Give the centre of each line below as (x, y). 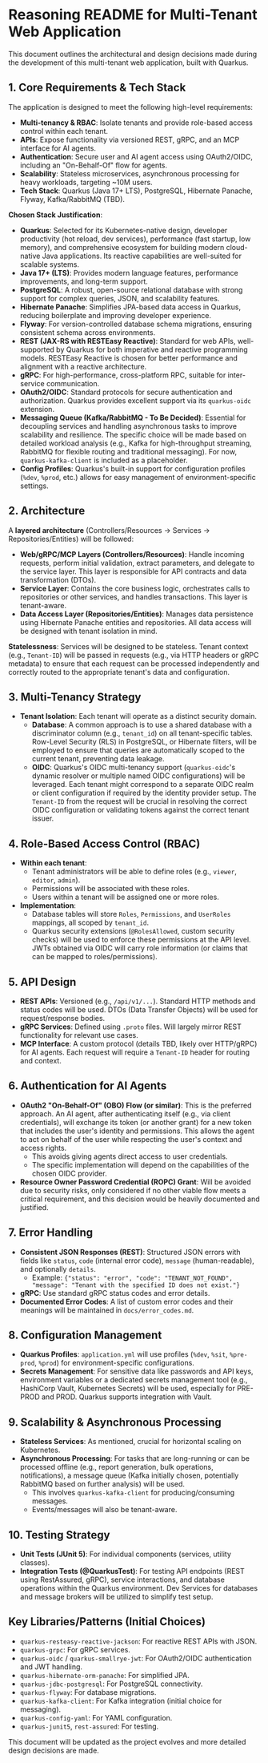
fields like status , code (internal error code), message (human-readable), (137, 1261)
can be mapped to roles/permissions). (94, 957)
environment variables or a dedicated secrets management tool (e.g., (134, 1380)
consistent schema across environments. (88, 332)
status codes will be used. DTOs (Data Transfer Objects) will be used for (139, 1010)
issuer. (43, 818)
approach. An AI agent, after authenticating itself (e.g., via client (125, 1113)
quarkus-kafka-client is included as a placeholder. (104, 460)
